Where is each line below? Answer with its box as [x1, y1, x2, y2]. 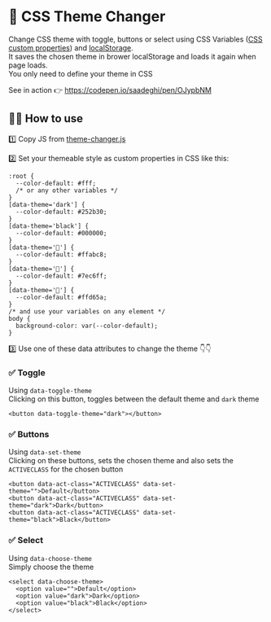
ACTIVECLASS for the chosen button [8, 464, 124, 475]
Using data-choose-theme [8, 553, 92, 563]
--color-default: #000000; [15, 229, 107, 237]
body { [8, 314, 31, 322]
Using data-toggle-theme [8, 386, 92, 396]
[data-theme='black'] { [8, 221, 90, 230]
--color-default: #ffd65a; [15, 293, 107, 301]
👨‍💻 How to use [8, 112, 84, 125]
